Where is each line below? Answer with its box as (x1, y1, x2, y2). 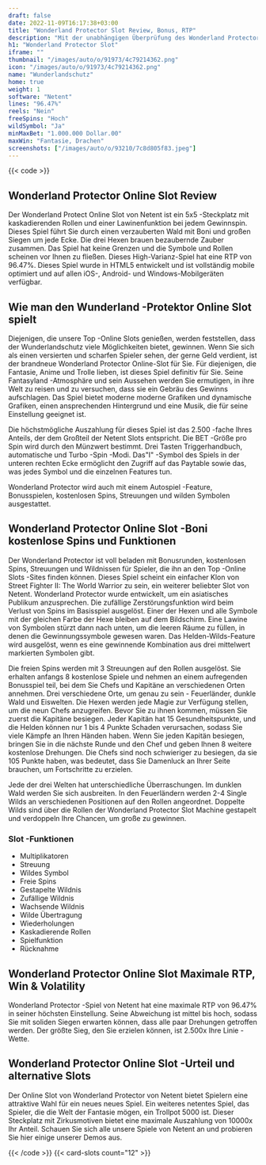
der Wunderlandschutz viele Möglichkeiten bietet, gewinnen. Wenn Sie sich (8, 342, 255, 351)
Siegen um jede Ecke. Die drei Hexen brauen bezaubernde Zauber (8, 235, 224, 245)
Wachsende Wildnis (19, 902, 85, 911)
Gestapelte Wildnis (19, 885, 82, 895)
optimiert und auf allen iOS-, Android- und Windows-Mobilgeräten (8, 269, 224, 278)
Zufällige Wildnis (19, 893, 74, 903)
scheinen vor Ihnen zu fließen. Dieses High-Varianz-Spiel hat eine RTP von (8, 252, 252, 262)
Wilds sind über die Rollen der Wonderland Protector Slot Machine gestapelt (8, 805, 257, 815)
